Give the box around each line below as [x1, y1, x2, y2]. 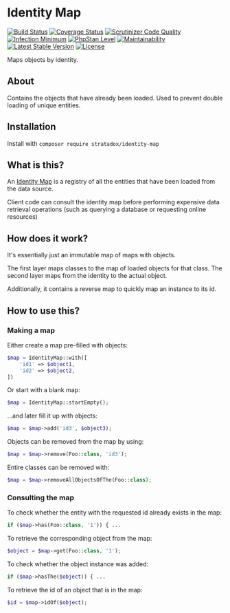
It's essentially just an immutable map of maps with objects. [7, 251, 176, 259]
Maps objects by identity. [7, 55, 79, 63]
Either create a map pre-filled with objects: [7, 341, 128, 349]
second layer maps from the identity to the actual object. [7, 272, 168, 280]
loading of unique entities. [7, 101, 81, 109]
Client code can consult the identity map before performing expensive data [7, 198, 220, 206]
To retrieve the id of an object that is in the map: [7, 585, 143, 594]
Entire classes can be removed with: [7, 463, 110, 471]
